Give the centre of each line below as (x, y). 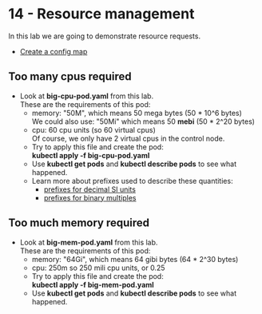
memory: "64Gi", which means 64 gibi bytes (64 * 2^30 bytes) (135, 259)
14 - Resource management (101, 14)
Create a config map (54, 51)
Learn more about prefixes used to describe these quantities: (132, 181)
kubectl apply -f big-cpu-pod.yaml (91, 155)
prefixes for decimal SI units (89, 189)
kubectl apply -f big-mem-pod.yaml (93, 284)
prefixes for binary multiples (90, 197)
